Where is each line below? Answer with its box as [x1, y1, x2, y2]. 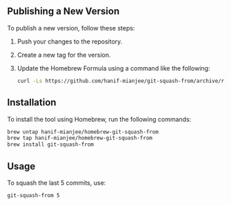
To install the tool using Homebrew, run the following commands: [7, 115, 192, 123]
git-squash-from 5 [7, 191, 60, 199]
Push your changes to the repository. [17, 37, 123, 46]
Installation [7, 97, 57, 109]
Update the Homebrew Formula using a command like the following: [17, 64, 210, 72]
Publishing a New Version [7, 6, 120, 17]
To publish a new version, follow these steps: [7, 24, 135, 32]
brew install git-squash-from [7, 141, 94, 148]
